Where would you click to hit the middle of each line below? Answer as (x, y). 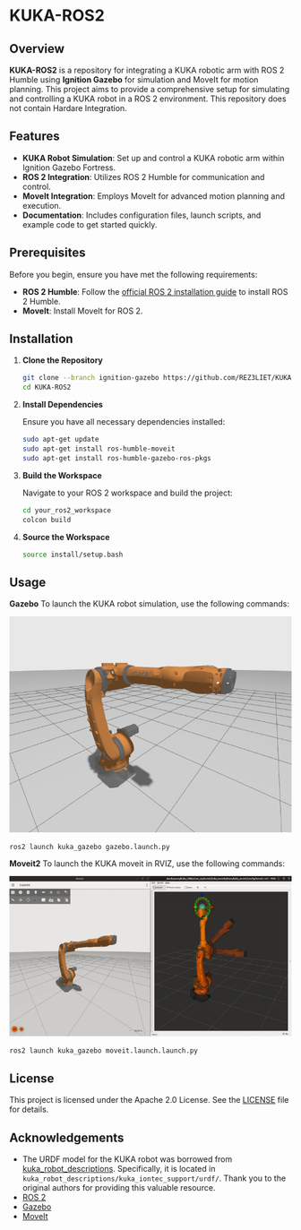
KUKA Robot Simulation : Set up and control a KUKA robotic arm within (153, 158)
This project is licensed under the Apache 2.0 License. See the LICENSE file (149, 1100)
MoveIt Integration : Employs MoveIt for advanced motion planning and (153, 196)
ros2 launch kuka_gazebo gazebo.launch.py (90, 847)
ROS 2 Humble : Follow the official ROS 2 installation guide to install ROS (155, 291)
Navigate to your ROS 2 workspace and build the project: (127, 493)
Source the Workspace (66, 537)
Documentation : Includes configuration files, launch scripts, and (142, 215)
